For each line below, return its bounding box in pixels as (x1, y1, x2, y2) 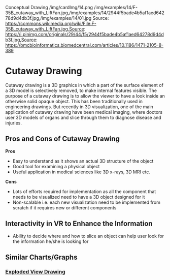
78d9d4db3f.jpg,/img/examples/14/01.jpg (5, 15, 92, 21)
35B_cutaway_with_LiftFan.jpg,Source (5, 26, 85, 32)
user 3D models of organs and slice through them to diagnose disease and (5, 114, 161, 120)
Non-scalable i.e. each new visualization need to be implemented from (12, 199, 161, 205)
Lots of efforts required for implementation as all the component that (12, 188, 156, 195)
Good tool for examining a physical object (12, 163, 100, 169)
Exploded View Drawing (5, 268, 66, 275)
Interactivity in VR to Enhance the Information (5, 220, 153, 228)
